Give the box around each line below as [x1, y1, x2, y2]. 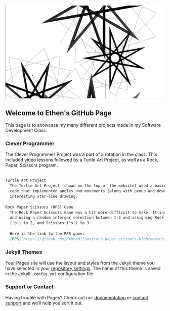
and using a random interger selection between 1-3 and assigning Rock [10, 215, 164, 220]
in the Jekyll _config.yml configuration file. [5, 271, 95, 277]
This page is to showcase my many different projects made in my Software [5, 122, 161, 128]
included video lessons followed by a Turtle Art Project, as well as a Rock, [5, 157, 159, 163]
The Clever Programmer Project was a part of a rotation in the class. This [5, 151, 157, 158]
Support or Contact [5, 283, 54, 290]
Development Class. [5, 127, 47, 134]
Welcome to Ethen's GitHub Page [5, 109, 112, 117]
